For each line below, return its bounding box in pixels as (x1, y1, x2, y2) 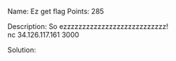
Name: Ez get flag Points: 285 (7, 7, 104, 16)
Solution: (7, 45, 36, 54)
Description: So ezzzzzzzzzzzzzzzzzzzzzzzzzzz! (7, 22, 169, 30)
